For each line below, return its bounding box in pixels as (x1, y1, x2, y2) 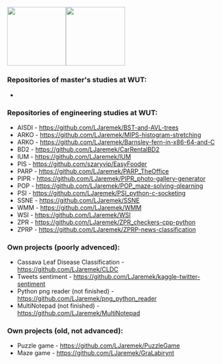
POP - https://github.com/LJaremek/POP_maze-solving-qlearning (16, 182, 203, 190)
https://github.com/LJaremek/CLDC (16, 265, 119, 274)
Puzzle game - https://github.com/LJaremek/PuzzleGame (16, 341, 180, 350)
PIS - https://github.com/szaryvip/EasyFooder (16, 160, 147, 168)
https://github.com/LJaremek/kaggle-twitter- (73, 273, 201, 281)
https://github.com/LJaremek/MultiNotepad (16, 309, 140, 317)
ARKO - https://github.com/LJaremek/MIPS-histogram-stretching (16, 130, 201, 138)
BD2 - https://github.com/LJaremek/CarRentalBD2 (16, 145, 160, 154)
